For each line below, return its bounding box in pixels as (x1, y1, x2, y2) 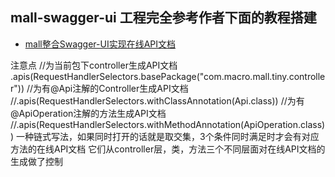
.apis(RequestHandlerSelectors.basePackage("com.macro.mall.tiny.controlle (10, 70, 326, 82)
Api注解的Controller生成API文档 (58, 82, 189, 94)
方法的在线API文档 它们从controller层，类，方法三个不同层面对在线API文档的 (10, 143, 326, 155)
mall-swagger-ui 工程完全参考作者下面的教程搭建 (10, 9, 317, 27)
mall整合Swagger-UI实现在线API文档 (24, 38, 177, 50)
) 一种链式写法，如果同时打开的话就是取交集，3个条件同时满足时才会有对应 (10, 130, 320, 142)
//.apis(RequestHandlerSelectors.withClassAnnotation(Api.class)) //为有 (10, 94, 305, 107)
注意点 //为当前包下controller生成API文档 (10, 59, 178, 71)
